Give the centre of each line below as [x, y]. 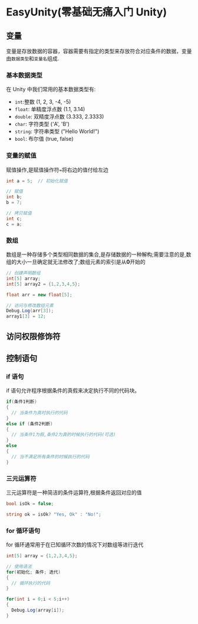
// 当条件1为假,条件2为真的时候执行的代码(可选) [64, 435]
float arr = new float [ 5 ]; [39, 295]
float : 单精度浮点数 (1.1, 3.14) [50, 109]
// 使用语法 [19, 566]
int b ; [14, 197]
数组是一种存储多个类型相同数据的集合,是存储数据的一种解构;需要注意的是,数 [99, 254]
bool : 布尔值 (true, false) [44, 139]
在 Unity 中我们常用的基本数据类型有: [51, 89]
